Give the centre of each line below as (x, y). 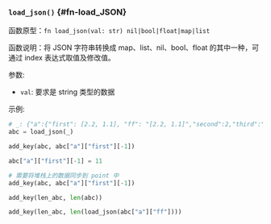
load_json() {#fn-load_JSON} (68, 12)
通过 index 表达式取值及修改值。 (62, 58)
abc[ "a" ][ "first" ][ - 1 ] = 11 (56, 161)
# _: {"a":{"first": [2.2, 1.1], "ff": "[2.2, (88, 124)
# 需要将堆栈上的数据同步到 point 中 (64, 176)
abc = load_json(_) (41, 132)
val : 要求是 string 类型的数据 (67, 92)
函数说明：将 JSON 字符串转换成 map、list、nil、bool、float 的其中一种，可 (134, 48)
